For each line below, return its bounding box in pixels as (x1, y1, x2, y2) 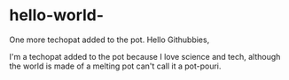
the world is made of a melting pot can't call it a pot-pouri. (9, 61, 222, 71)
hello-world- (9, 5, 105, 25)
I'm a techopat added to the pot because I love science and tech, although (9, 51, 281, 62)
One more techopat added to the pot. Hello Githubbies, (9, 34, 210, 45)
